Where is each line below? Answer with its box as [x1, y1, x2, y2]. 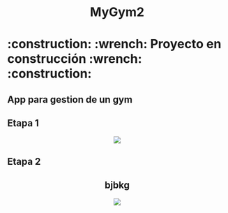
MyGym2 [89, 4, 145, 20]
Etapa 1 [7, 117, 40, 129]
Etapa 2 [7, 155, 41, 168]
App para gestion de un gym [7, 94, 132, 105]
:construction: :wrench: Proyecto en [7, 36, 222, 52]
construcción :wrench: [7, 51, 142, 67]
